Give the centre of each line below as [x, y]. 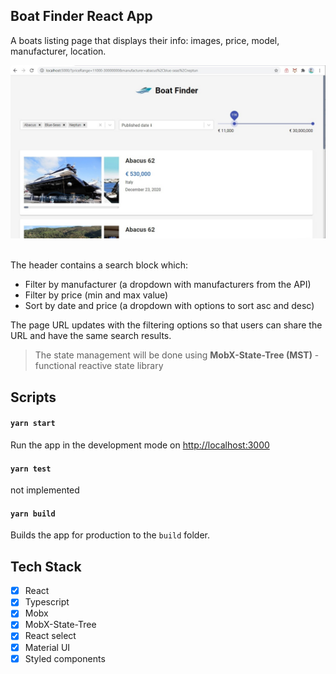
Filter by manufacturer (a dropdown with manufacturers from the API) [168, 285]
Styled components [65, 658]
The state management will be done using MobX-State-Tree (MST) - [177, 355]
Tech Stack [46, 566]
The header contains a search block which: [99, 265]
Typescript [47, 602]
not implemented [45, 490]
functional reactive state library [99, 366]
